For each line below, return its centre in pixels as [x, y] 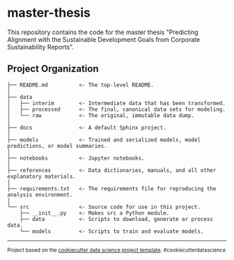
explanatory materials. [42, 176]
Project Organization [53, 69]
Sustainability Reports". [41, 47]
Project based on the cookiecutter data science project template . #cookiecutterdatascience [117, 250]
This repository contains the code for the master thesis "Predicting [103, 32]
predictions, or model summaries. [57, 146]
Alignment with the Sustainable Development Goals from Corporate [104, 39]
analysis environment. [40, 194]
